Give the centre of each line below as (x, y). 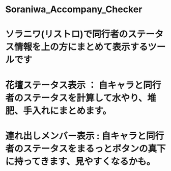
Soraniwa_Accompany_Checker (74, 9)
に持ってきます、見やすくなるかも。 (80, 161)
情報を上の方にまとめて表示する (81, 47)
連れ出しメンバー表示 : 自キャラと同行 (85, 136)
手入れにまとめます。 (67, 111)
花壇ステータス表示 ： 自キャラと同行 (83, 85)
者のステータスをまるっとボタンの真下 (86, 149)
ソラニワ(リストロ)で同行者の (67, 34)
